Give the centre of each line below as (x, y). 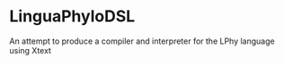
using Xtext (31, 50)
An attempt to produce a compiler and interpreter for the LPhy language (142, 41)
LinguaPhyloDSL (72, 16)
